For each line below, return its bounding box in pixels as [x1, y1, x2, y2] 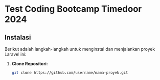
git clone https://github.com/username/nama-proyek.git [11, 70, 128, 75]
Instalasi [4, 33, 31, 41]
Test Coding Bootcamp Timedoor [4, 3, 142, 15]
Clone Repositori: [11, 61, 48, 66]
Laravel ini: [4, 51, 26, 57]
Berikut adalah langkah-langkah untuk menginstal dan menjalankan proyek [4, 46, 155, 52]
